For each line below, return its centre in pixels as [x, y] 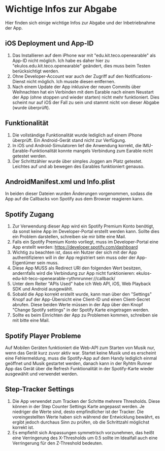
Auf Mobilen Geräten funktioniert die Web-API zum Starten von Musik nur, [80, 348]
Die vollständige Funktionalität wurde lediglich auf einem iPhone [77, 135]
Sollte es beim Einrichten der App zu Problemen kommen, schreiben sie [85, 315]
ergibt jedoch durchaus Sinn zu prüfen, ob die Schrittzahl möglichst [81, 422]
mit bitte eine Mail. [31, 321]
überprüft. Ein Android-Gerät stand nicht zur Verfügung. [69, 140]
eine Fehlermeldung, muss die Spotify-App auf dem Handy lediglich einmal [81, 358]
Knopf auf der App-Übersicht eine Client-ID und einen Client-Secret [81, 299]
